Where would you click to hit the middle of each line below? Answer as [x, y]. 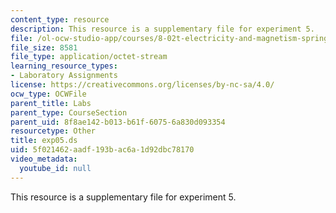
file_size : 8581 [44, 47]
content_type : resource [60, 19]
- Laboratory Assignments [64, 76]
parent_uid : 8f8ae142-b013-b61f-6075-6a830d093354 [118, 122]
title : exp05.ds [44, 141]
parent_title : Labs [51, 103]
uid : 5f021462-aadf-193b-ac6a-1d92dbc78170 [102, 150]
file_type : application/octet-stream [89, 57]
